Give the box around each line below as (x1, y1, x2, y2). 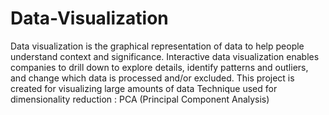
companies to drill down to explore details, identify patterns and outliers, (10, 61, 309, 73)
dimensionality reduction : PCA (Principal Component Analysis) (10, 93, 270, 105)
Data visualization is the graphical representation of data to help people (10, 40, 305, 52)
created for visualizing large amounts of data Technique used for (10, 82, 278, 94)
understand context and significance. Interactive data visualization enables (10, 50, 320, 62)
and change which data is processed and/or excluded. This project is (10, 72, 295, 84)
